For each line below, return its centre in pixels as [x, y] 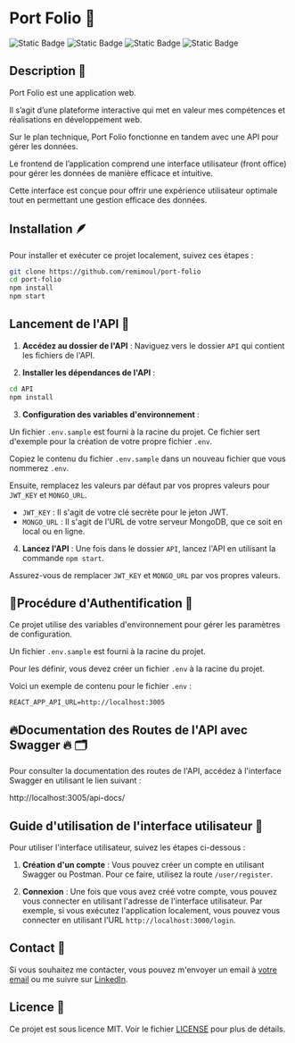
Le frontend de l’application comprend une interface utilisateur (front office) [148, 164]
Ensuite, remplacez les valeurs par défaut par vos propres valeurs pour [139, 485]
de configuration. [41, 635]
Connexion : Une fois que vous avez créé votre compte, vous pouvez [150, 892]
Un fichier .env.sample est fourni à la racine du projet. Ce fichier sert [135, 432]
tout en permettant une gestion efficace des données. [108, 199]
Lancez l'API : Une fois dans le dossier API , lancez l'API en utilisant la [149, 548]
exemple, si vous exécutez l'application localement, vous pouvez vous [151, 911]
